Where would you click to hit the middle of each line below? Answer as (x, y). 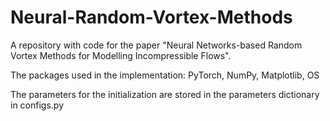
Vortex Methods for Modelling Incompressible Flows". (121, 55)
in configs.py (37, 105)
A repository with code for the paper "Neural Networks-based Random (156, 45)
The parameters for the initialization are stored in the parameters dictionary (165, 94)
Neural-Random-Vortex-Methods (151, 17)
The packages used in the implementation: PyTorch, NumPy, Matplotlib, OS (165, 75)
